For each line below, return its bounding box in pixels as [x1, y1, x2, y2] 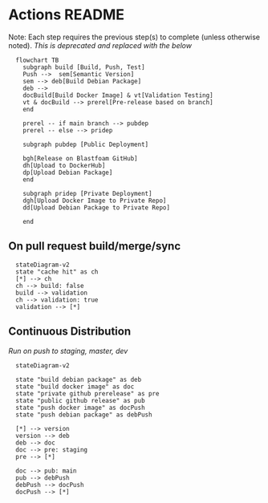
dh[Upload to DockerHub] [22, 161, 106, 169]
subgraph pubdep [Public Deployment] [22, 140, 149, 148]
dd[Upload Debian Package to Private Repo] [22, 203, 171, 212]
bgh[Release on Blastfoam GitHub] [22, 154, 138, 162]
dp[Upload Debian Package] [22, 168, 113, 176]
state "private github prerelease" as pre [15, 389, 160, 398]
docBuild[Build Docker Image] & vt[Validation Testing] [22, 91, 214, 99]
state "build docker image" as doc [15, 383, 135, 391]
